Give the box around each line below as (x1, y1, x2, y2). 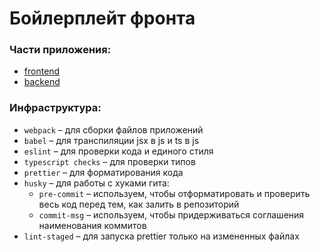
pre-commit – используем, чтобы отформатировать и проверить (38, 187, 311, 199)
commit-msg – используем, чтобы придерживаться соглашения (38, 208, 305, 221)
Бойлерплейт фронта (9, 7, 196, 30)
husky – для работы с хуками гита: (23, 177, 170, 189)
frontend (23, 65, 61, 77)
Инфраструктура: (9, 101, 102, 115)
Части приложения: (9, 43, 112, 57)
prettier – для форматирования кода (23, 166, 184, 178)
